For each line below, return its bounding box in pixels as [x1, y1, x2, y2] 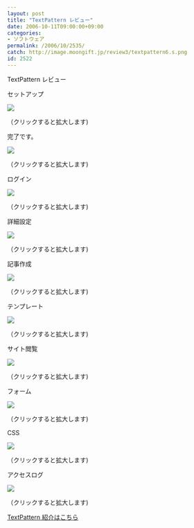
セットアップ [7, 89, 44, 98]
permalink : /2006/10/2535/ [7, 42, 85, 49]
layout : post [7, 10, 45, 17]
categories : [7, 29, 42, 37]
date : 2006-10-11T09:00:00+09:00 [7, 23, 104, 30]
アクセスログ [7, 470, 44, 479]
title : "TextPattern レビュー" [7, 17, 94, 24]
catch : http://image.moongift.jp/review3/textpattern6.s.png [7, 49, 188, 56]
